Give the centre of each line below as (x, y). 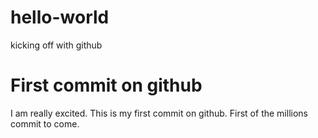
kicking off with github (56, 45)
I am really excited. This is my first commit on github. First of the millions (159, 113)
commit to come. (45, 123)
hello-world (60, 17)
